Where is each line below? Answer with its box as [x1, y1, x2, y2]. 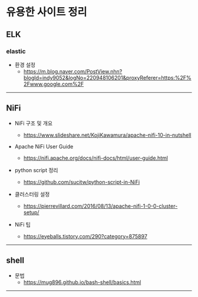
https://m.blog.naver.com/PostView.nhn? [23, 67, 123, 75]
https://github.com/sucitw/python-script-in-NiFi [23, 178, 140, 185]
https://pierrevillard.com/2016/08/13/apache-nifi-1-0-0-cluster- [23, 202, 178, 209]
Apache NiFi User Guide [14, 143, 74, 150]
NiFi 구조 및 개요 [14, 120, 53, 127]
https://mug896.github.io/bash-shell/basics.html [23, 279, 141, 286]
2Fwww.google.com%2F [23, 80, 84, 88]
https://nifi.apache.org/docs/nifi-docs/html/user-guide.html [23, 154, 168, 162]
